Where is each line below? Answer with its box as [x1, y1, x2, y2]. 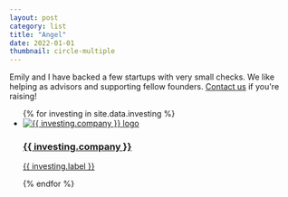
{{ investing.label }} [22, 161, 95, 172]
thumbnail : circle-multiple [9, 47, 116, 56]
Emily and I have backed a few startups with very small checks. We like [9, 71, 274, 82]
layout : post [9, 13, 59, 23]
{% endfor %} [22, 178, 75, 190]
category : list [9, 22, 67, 31]
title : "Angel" [9, 30, 67, 39]
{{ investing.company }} [22, 141, 132, 154]
